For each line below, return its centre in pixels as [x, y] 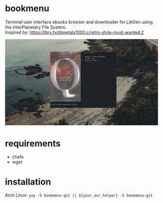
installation [28, 182]
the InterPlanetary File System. [36, 27]
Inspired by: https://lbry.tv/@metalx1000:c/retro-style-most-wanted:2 [74, 32]
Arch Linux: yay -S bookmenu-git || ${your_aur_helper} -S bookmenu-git [79, 195]
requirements [33, 143]
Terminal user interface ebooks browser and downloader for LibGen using [79, 22]
